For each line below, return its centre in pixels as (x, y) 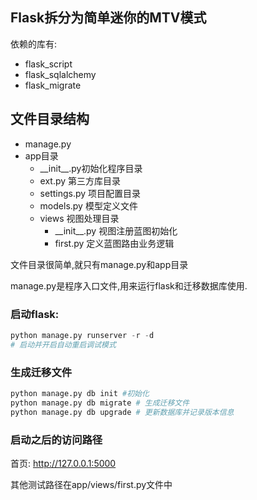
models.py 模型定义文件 (88, 205)
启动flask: (35, 314)
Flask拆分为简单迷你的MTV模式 (108, 18)
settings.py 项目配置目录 (90, 193)
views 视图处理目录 (79, 218)
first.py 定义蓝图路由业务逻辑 (114, 243)
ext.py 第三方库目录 (80, 180)
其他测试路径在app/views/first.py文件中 (91, 484)
